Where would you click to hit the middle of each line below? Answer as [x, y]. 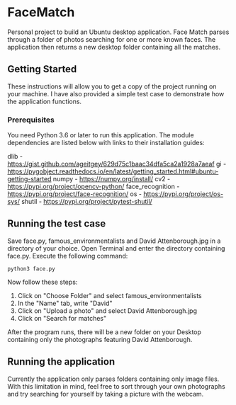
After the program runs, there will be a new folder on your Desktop [105, 332]
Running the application [61, 362]
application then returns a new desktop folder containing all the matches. [114, 47]
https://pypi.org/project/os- [183, 194]
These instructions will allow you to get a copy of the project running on [112, 86]
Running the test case [57, 224]
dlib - [15, 156]
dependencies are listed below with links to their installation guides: [106, 143]
